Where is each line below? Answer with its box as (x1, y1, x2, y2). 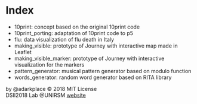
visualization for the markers (14, 61, 85, 68)
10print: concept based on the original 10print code (14, 23, 140, 30)
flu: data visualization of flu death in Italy (14, 36, 115, 43)
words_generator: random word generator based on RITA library (14, 74, 172, 81)
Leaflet (14, 48, 32, 55)
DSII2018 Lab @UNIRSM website (5, 92, 86, 99)
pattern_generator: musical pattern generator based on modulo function (14, 67, 192, 74)
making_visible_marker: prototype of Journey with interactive (14, 55, 165, 62)
